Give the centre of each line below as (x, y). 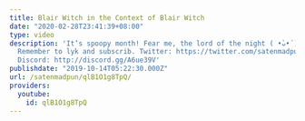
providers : (30, 86)
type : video (32, 35)
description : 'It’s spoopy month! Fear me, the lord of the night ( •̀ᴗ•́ (150, 43)
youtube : (34, 94)
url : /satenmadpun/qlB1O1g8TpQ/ (70, 77)
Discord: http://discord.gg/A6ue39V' (89, 60)
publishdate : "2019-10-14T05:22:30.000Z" (89, 69)
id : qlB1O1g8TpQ (57, 102)
